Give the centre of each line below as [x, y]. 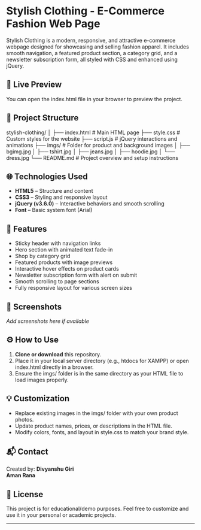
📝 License [25, 494]
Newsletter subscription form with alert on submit [76, 275]
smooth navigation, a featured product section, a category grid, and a [92, 53]
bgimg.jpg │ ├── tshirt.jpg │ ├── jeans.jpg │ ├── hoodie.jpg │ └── [91, 152]
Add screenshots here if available [48, 321]
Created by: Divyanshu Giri [40, 469]
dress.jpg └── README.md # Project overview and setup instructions [92, 158]
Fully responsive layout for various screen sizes [74, 288]
